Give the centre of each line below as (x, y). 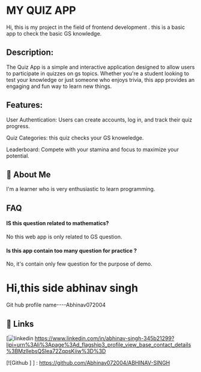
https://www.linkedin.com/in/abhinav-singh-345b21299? (104, 338)
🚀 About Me (28, 174)
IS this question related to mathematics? (58, 223)
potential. (18, 156)
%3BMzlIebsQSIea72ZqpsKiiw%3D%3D (56, 351)
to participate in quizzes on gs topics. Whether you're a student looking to (98, 73)
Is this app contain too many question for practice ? (71, 250)
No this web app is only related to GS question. (64, 237)
